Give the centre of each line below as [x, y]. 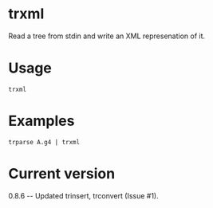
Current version [62, 174]
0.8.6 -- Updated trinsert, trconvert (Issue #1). [83, 195]
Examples [41, 121]
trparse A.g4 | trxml [44, 142]
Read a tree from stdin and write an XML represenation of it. [107, 36]
